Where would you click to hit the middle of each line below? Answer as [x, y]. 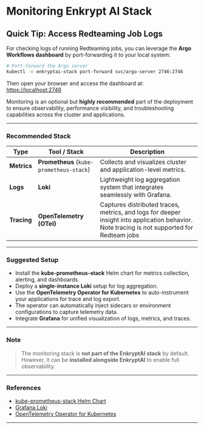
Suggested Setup [32, 260]
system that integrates [132, 187]
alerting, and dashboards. [47, 280]
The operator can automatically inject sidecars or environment [93, 305]
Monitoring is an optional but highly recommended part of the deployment [100, 101]
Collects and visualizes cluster [143, 162]
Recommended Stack [39, 136]
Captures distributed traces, [140, 205]
